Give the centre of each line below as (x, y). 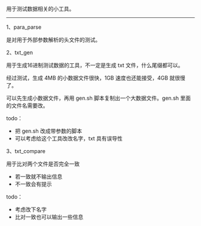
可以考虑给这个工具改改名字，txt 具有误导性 (68, 138)
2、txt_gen (20, 52)
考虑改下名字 (31, 209)
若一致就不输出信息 (39, 176)
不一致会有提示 (33, 184)
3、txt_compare (26, 151)
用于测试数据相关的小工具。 (40, 9)
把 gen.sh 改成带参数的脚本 (48, 131)
